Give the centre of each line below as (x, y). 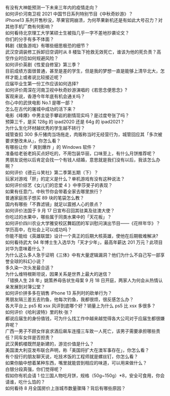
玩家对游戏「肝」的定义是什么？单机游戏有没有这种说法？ (65, 179)
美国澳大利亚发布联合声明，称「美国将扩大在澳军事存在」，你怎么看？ (77, 350)
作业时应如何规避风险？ (34, 58)
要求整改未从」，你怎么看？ (33, 141)
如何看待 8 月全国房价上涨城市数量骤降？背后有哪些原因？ (66, 388)
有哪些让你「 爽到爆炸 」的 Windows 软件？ (51, 147)
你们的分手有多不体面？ (30, 39)
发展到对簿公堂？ (27, 287)
